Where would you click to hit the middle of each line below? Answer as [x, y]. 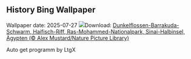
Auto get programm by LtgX [41, 49]
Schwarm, [19, 31]
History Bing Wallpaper [51, 10]
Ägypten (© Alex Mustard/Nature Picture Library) [68, 38]
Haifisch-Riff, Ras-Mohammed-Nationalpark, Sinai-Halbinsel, [109, 31]
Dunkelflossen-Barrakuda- [146, 25]
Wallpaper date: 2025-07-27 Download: [59, 25]
